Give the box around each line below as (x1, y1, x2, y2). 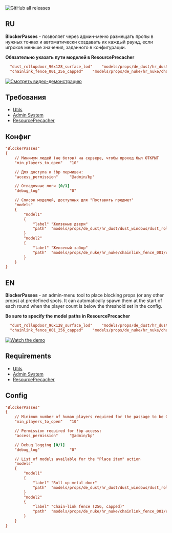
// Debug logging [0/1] (14, 442, 66, 447)
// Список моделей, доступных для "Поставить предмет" (14, 198, 134, 203)
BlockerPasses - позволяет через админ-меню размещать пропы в (5, 33, 154, 40)
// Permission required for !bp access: (14, 428, 102, 433)
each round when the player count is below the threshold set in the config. (5, 303, 162, 309)
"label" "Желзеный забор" (32, 245, 88, 250)
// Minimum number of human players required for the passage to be (14, 414, 164, 420)
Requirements (5, 352, 51, 361)
